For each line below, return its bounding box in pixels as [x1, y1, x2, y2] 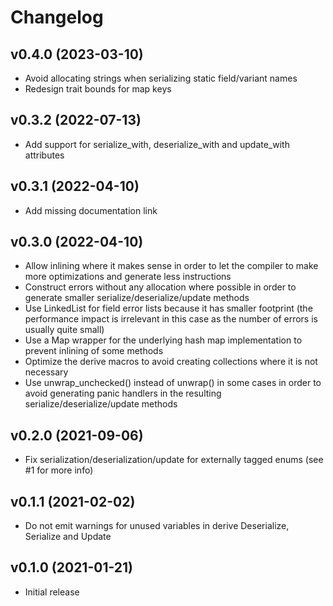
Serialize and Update [24, 531, 112, 543]
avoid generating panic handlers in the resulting [24, 387, 222, 400]
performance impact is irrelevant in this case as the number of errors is [24, 313, 318, 325]
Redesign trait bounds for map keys [24, 83, 172, 95]
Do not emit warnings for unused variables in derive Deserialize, [24, 520, 290, 532]
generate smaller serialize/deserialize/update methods [24, 292, 250, 304]
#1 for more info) [24, 464, 94, 476]
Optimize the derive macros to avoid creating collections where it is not [24, 356, 318, 368]
